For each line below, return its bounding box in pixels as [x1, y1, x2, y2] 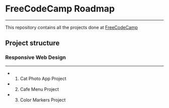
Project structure [5, 39, 60, 48]
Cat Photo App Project [20, 75, 66, 81]
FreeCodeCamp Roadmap [5, 3, 115, 15]
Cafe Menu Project [20, 86, 59, 92]
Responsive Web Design [5, 54, 66, 61]
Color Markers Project [20, 96, 66, 103]
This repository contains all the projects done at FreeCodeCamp [5, 24, 138, 30]
